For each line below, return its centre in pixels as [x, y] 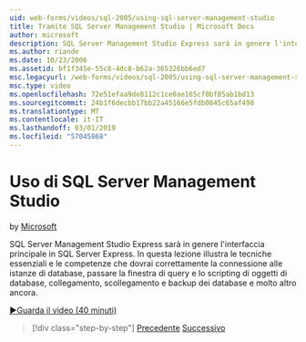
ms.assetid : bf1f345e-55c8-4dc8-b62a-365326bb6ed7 [107, 69]
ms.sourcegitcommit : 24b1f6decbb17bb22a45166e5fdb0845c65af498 [132, 103]
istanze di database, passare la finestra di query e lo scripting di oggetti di [148, 273]
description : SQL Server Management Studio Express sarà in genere [140, 43]
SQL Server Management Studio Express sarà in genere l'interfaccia [138, 244]
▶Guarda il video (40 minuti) [63, 310]
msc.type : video [40, 86]
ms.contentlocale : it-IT [56, 119]
